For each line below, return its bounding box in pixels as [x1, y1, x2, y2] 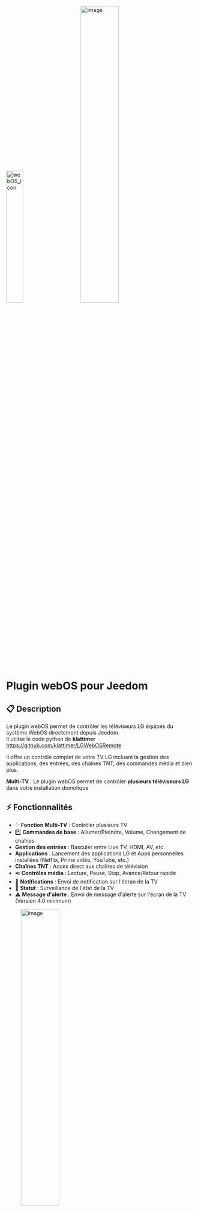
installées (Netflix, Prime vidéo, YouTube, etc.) [14, 856, 130, 863]
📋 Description [6, 703, 61, 714]
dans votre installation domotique [6, 784, 89, 791]
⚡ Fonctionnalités [6, 802, 73, 813]
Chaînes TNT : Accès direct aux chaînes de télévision [14, 862, 148, 870]
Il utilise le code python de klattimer [6, 736, 96, 742]
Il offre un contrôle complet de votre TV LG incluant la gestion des [6, 754, 169, 760]
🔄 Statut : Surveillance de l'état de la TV [14, 884, 115, 891]
